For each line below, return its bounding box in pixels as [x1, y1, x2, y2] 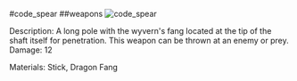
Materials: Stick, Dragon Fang [9, 62, 119, 72]
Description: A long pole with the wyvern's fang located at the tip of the [9, 26, 272, 36]
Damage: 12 [9, 45, 54, 55]
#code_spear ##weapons [9, 9, 103, 19]
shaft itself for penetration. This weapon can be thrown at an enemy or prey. [9, 36, 289, 45]
